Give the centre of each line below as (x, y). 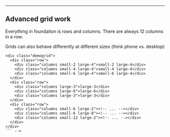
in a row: (14, 36)
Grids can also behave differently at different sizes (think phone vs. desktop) (85, 47)
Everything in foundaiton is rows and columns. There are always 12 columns (84, 31)
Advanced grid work (38, 19)
